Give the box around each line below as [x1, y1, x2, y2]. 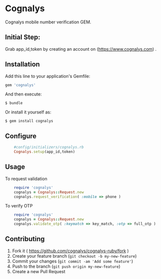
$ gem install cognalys [5, 119, 54, 124]
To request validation [5, 176, 47, 182]
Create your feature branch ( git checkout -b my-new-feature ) [12, 253, 137, 259]
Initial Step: [5, 33, 40, 41]
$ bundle [5, 101, 23, 106]
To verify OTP [5, 203, 33, 209]
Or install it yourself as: [5, 109, 51, 115]
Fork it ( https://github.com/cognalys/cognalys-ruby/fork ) [12, 248, 129, 254]
